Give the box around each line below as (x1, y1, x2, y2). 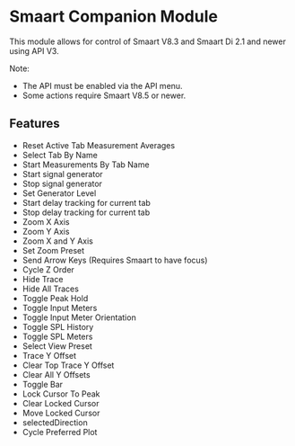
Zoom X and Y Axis (22, 236, 94, 246)
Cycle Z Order (22, 263, 74, 275)
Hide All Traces (22, 283, 79, 294)
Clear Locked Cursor (22, 397, 100, 408)
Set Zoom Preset (22, 245, 85, 255)
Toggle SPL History (22, 321, 94, 332)
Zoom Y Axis (22, 226, 70, 236)
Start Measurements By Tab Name (22, 159, 150, 170)
